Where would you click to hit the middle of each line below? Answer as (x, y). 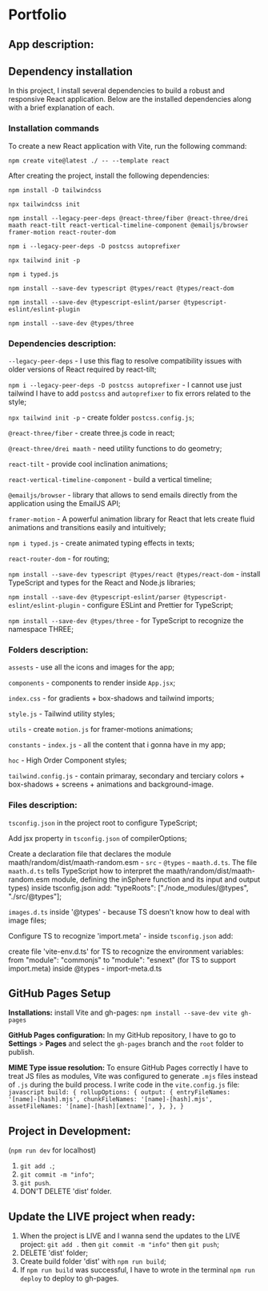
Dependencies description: (62, 344)
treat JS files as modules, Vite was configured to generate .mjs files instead (133, 1076)
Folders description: (48, 650)
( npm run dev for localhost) (52, 1150)
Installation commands (54, 128)
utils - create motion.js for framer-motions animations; (101, 730)
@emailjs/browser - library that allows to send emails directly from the (123, 495)
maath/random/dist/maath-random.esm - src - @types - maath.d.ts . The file (133, 862)
